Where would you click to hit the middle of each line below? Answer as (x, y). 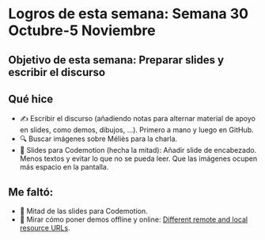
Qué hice (31, 99)
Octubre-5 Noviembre (82, 30)
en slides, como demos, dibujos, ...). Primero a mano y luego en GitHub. (137, 130)
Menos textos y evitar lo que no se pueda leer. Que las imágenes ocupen (138, 158)
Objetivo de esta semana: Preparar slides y (116, 60)
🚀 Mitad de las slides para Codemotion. (83, 211)
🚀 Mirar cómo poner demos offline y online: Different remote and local (133, 219)
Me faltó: (31, 192)
